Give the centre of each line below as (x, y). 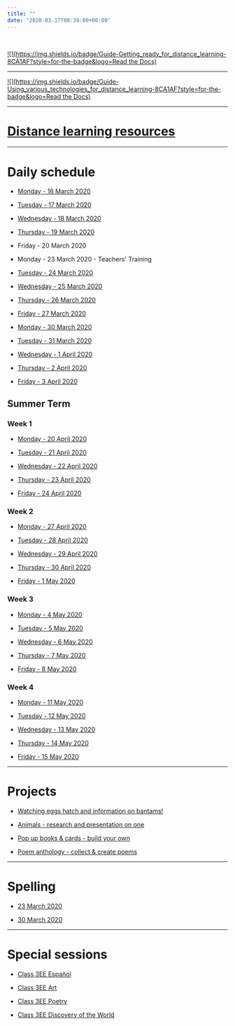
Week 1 (20, 424)
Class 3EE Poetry (42, 1001)
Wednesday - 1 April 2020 (55, 354)
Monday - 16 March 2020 (54, 191)
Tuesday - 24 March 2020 (55, 273)
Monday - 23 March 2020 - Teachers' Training (85, 259)
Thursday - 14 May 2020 (53, 743)
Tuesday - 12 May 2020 (51, 715)
